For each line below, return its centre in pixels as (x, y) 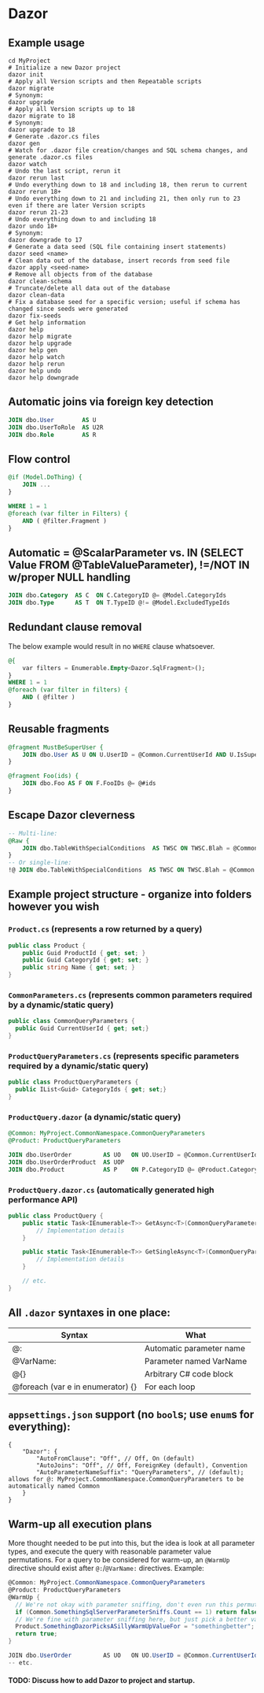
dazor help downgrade (44, 378)
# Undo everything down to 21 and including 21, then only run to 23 (125, 198)
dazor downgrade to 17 (45, 240)
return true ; (37, 1634)
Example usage (46, 43)
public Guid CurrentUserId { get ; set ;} (82, 1028)
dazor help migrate (40, 336)
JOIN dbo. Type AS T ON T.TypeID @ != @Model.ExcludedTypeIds (119, 603)
